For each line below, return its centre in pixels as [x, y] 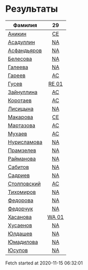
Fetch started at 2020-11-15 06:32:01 [44, 263]
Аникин [17, 34]
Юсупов [18, 250]
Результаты [32, 9]
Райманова [22, 158]
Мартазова [22, 125]
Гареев [17, 75]
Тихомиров [22, 192]
